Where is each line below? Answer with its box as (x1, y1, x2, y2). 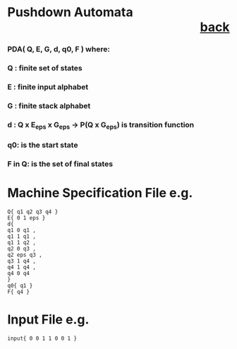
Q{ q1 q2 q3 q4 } (7, 208, 59, 215)
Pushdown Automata (7, 4, 133, 20)
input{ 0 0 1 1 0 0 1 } (7, 335, 78, 342)
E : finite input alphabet (7, 82, 89, 91)
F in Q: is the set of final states (7, 159, 114, 169)
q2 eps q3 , (7, 251, 42, 258)
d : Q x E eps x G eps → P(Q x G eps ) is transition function (7, 120, 195, 131)
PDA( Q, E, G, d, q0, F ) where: (7, 44, 111, 54)
